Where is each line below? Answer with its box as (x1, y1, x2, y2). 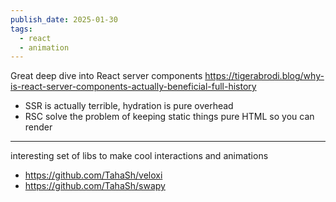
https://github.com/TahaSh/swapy (24, 180, 166, 192)
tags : (10, 24, 33, 34)
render (24, 121, 53, 133)
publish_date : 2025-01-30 (10, 14, 118, 25)
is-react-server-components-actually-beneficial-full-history (10, 81, 257, 93)
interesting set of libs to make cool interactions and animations (10, 150, 269, 162)
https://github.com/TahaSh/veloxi (24, 169, 163, 181)
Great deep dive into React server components (10, 70, 203, 82)
